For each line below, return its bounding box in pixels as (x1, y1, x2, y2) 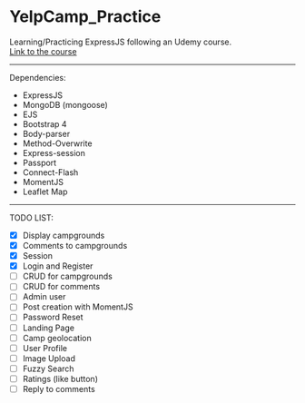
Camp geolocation (22, 332, 93, 343)
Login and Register (22, 260, 93, 271)
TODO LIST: (9, 211, 54, 223)
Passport (22, 157, 57, 168)
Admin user (22, 291, 66, 302)
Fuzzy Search (22, 363, 74, 374)
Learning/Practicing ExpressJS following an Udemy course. (9, 36, 232, 47)
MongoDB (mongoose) (22, 99, 109, 110)
